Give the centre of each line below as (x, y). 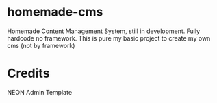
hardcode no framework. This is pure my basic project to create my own (109, 38)
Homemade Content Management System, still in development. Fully (104, 31)
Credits (28, 73)
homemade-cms (55, 12)
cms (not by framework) (41, 45)
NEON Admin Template (40, 92)
